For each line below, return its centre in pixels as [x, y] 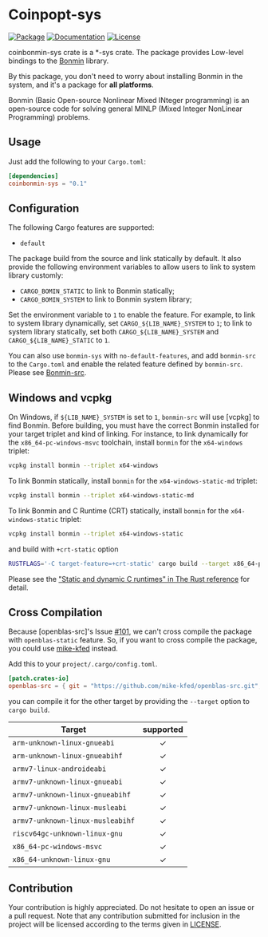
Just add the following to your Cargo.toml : [77, 161]
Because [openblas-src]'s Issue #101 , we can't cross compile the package [130, 631]
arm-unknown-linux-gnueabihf [67, 756]
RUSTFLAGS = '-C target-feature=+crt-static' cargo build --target [119, 563]
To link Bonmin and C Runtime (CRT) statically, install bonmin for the [119, 510]
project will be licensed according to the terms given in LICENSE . [115, 924]
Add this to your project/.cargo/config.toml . [83, 664]
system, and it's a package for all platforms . [81, 85]
